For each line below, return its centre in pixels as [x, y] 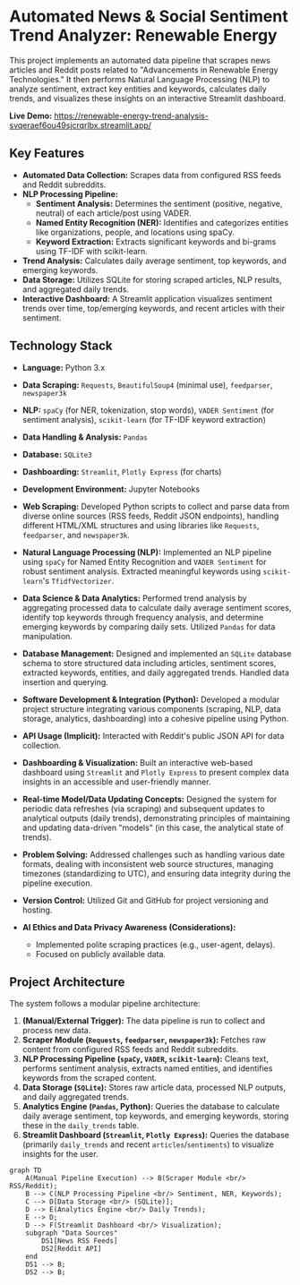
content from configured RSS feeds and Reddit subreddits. [130, 1049]
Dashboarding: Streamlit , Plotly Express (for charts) [122, 471]
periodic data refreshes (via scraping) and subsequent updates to [144, 809]
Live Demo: [30, 116]
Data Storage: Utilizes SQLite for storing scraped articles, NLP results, [152, 279]
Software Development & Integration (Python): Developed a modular [151, 699]
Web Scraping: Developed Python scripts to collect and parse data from [156, 506]
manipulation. [47, 636]
